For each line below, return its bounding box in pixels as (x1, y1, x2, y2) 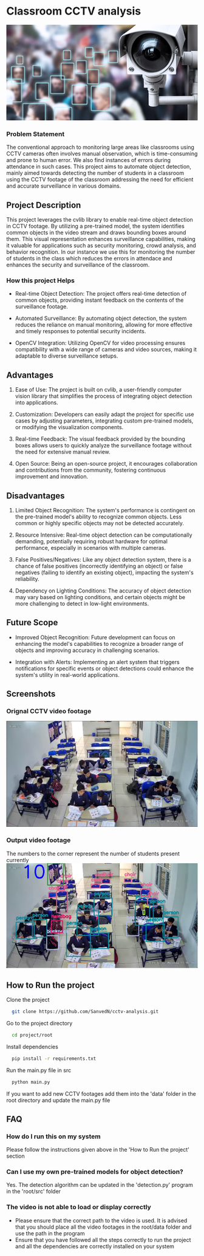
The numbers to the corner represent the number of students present (6, 850, 180, 857)
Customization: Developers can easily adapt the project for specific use (15, 411, 194, 418)
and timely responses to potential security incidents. (15, 328, 146, 335)
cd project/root (12, 1032, 53, 1038)
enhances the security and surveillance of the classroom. (6, 261, 150, 268)
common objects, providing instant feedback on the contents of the (15, 296, 184, 304)
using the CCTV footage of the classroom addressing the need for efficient (6, 176, 194, 183)
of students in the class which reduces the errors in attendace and (6, 255, 172, 262)
